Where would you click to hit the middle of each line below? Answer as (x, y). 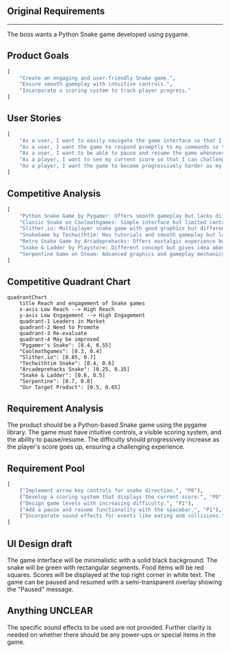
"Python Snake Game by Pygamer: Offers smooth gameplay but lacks (116, 216)
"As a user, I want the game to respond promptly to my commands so (119, 147)
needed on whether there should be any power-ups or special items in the (112, 634)
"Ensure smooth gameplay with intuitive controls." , (96, 84)
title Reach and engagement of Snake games (82, 304)
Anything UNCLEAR (50, 611)
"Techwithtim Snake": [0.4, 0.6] (67, 364)
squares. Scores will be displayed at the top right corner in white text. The (111, 575)
